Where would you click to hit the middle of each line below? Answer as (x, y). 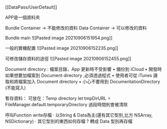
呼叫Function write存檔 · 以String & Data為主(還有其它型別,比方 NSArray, (79, 115)
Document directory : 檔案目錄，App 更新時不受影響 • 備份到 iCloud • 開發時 (83, 69)
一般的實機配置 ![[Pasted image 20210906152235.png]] (62, 48)
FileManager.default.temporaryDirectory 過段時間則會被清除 (67, 104)
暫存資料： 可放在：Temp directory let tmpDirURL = (58, 98)
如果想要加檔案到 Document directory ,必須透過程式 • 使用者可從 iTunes (79, 75)
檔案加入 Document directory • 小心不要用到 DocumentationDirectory (89, 82)
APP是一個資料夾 (23, 17)
